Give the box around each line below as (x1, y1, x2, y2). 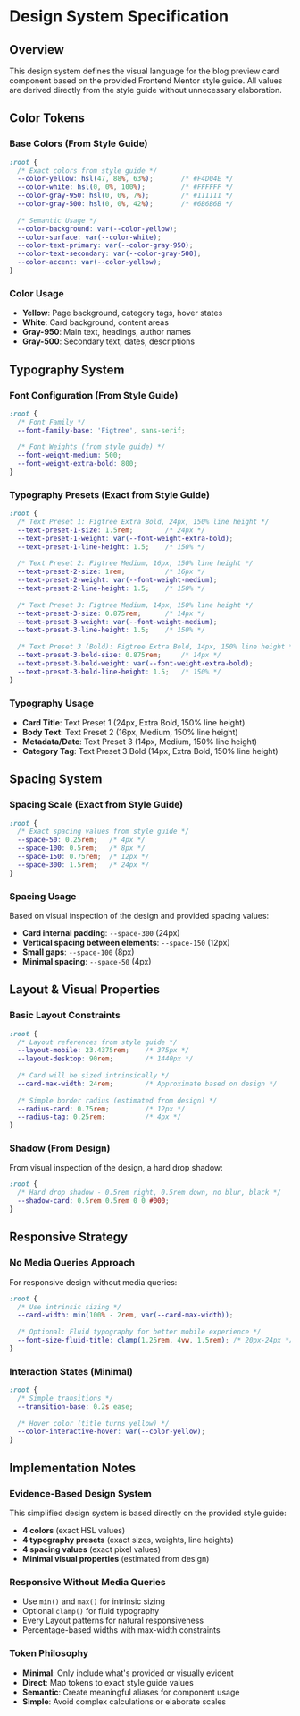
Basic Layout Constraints (9, 1009, 121, 1022)
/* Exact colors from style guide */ (17, 166, 158, 176)
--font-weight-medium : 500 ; (17, 450, 122, 460)
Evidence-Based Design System (9, 1487, 152, 1499)
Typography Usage (9, 697, 95, 709)
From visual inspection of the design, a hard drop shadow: (9, 1163, 223, 1173)
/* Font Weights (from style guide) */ (17, 442, 166, 451)
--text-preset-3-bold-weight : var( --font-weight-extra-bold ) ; (17, 658, 254, 668)
